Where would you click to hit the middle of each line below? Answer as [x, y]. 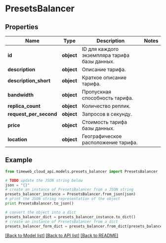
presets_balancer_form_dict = [36, 226]
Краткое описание [104, 77]
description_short [29, 81]
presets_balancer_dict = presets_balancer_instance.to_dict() [70, 217]
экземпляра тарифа [106, 55]
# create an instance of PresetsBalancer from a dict [62, 221]
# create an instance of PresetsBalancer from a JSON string [69, 190]
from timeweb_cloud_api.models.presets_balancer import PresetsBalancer [82, 171]
